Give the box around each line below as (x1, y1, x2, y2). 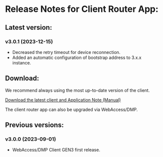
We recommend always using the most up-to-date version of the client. (5, 87, 150, 93)
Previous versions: (5, 121, 64, 129)
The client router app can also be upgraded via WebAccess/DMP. (5, 106, 138, 112)
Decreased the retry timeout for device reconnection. (12, 49, 121, 55)
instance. (12, 59, 31, 65)
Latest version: (5, 23, 53, 32)
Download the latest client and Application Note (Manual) (5, 97, 121, 103)
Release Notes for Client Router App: (5, 3, 159, 15)
